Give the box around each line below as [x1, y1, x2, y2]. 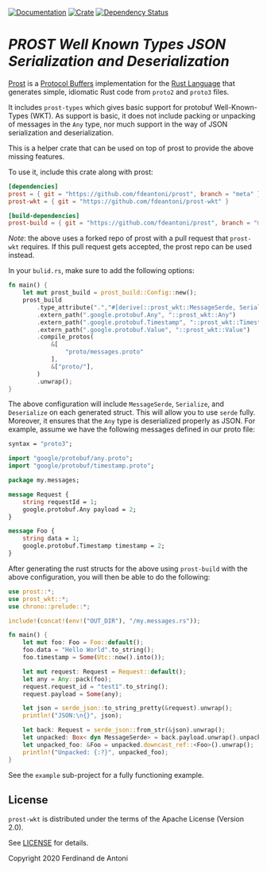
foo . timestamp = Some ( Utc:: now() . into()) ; [22, 654, 165, 662]
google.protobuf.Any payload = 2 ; [22, 506, 137, 514]
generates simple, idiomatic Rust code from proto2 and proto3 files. [8, 87, 230, 96]
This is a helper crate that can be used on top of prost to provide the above [8, 143, 254, 153]
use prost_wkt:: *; [8, 595, 69, 603]
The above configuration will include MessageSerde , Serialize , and [8, 399, 225, 409]
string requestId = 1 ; [22, 498, 98, 506]
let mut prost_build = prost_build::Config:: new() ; [22, 289, 197, 297]
